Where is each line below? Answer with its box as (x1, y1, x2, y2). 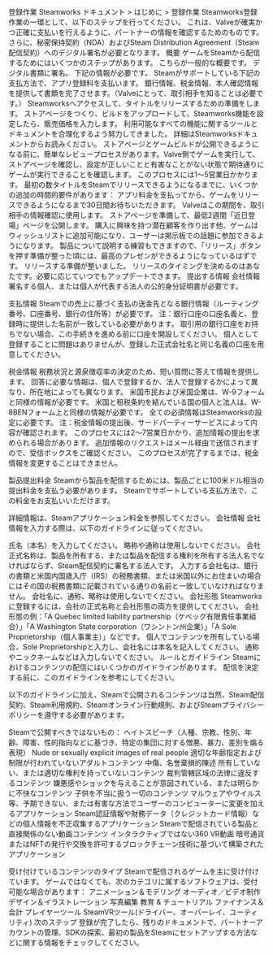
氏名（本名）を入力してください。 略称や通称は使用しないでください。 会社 (8, 540, 262, 550)
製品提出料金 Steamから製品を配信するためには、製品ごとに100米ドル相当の (8, 475, 265, 485)
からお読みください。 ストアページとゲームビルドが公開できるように (29, 139, 259, 149)
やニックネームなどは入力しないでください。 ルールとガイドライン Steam (8, 653, 254, 662)
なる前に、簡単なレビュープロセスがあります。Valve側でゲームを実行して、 (8, 150, 260, 158)
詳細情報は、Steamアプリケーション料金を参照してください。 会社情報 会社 (8, 513, 262, 523)
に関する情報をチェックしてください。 (15, 938, 144, 947)
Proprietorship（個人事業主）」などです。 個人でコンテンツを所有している (8, 632, 253, 641)
